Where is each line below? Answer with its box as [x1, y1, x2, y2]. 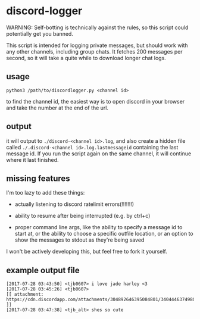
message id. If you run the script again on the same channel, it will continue [6, 150, 192, 157]
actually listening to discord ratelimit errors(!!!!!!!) [14, 201, 135, 208]
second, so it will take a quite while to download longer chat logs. [6, 54, 167, 61]
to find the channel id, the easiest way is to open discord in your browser [6, 98, 185, 105]
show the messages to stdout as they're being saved [14, 236, 145, 243]
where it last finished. [6, 156, 59, 163]
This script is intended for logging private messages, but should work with [6, 42, 189, 49]
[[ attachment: [6, 292, 44, 298]
